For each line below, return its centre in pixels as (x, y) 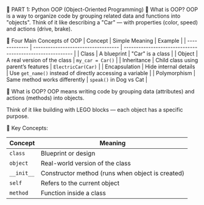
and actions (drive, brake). (39, 29)
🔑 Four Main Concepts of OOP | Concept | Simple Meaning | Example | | (96, 41)
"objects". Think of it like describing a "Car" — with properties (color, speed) (102, 22)
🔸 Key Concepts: (27, 128)
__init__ (22, 173)
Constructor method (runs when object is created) (112, 173)
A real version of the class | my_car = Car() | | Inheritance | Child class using (102, 60)
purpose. (18, 116)
